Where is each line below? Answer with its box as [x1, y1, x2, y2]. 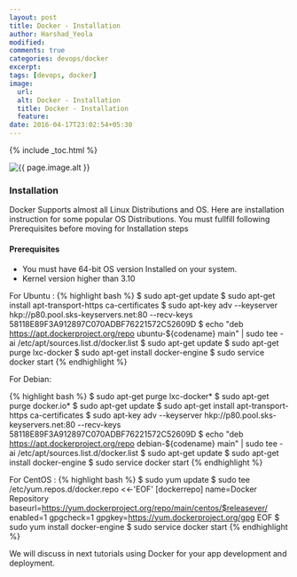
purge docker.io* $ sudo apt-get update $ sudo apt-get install [9, 400, 235, 411]
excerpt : [9, 63, 42, 72]
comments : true [9, 46, 66, 55]
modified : [9, 37, 46, 47]
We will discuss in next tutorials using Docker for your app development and [9, 548, 287, 558]
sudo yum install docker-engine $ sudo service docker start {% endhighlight [9, 521, 288, 532]
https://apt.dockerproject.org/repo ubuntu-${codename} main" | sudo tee [9, 328, 278, 339]
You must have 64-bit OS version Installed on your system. [21, 263, 238, 274]
